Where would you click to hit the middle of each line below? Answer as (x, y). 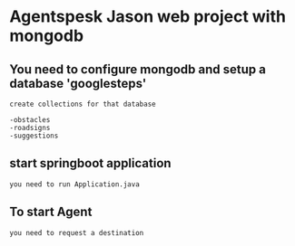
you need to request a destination (77, 232)
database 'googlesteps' (78, 83)
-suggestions (34, 136)
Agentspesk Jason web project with (147, 17)
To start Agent (51, 212)
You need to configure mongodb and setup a (138, 69)
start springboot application (90, 163)
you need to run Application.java (75, 184)
